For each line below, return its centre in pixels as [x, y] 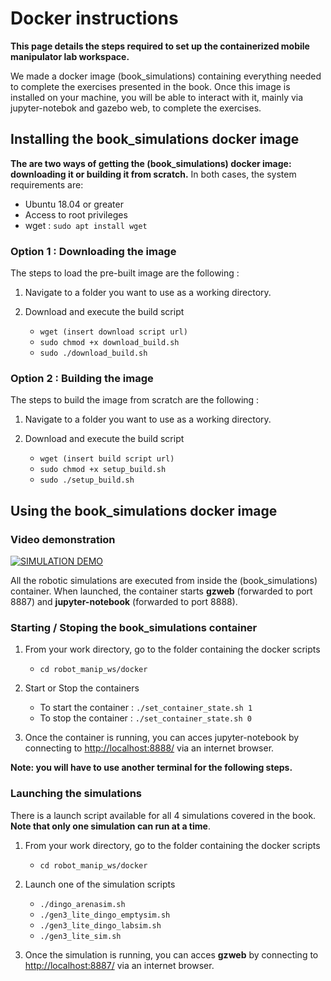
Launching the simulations [76, 794]
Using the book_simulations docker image [144, 510]
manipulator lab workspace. [70, 56]
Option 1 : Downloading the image [93, 251]
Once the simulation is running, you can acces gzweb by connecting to [171, 954]
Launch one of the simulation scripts [100, 884]
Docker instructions [94, 18]
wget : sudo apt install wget [86, 225]
